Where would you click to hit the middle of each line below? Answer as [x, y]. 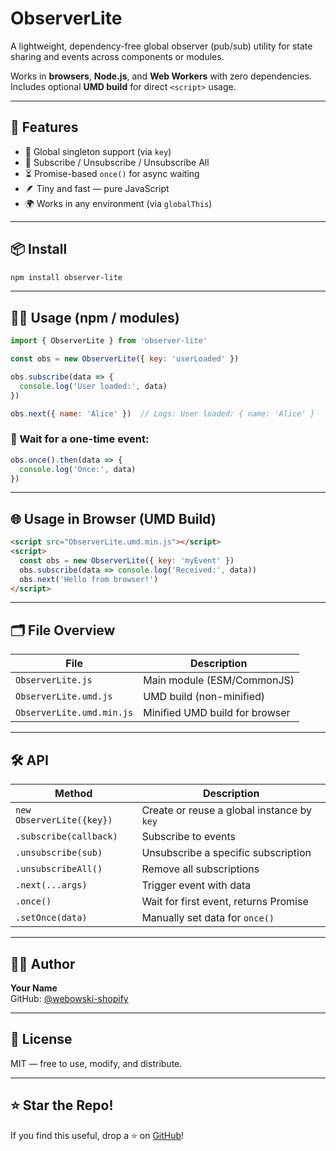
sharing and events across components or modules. [117, 56]
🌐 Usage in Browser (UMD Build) [113, 518]
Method [73, 794]
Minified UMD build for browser [217, 713]
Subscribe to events [188, 837]
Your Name [34, 988]
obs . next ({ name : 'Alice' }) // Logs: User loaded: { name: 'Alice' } [162, 413]
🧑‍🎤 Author [43, 963]
